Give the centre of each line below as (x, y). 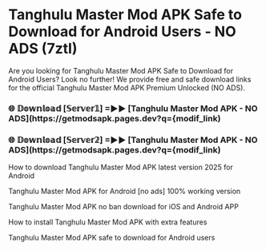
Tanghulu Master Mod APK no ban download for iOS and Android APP (123, 207)
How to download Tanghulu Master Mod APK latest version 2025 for (121, 167)
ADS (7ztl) (43, 49)
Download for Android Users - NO (122, 32)
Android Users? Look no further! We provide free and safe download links (130, 79)
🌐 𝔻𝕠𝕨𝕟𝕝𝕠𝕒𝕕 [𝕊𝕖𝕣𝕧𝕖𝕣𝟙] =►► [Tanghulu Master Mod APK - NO (133, 108)
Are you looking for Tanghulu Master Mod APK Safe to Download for (121, 70)
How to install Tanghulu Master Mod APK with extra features (108, 222)
